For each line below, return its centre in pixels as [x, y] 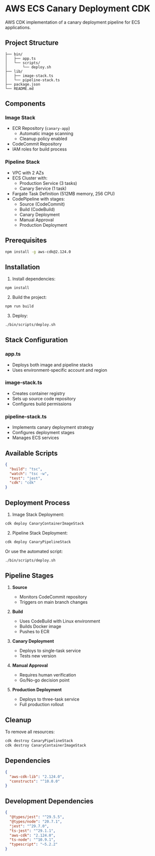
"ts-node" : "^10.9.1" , [33, 840]
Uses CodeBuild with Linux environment [60, 621]
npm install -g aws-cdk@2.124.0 [38, 252]
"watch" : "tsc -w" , [29, 473]
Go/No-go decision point [44, 680]
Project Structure [32, 43]
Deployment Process [38, 503]
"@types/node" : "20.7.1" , [36, 822]
